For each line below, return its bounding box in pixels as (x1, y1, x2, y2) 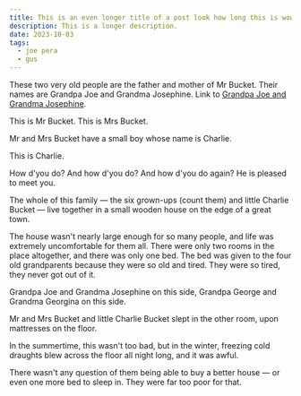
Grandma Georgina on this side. (9, 297, 127, 306)
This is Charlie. (9, 151, 64, 161)
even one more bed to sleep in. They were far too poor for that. (9, 377, 242, 387)
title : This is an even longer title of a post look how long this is (9, 13, 279, 22)
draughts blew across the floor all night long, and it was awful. (9, 350, 239, 360)
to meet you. (9, 177, 56, 188)
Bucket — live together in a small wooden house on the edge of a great (9, 204, 271, 215)
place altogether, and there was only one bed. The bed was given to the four (9, 250, 292, 261)
